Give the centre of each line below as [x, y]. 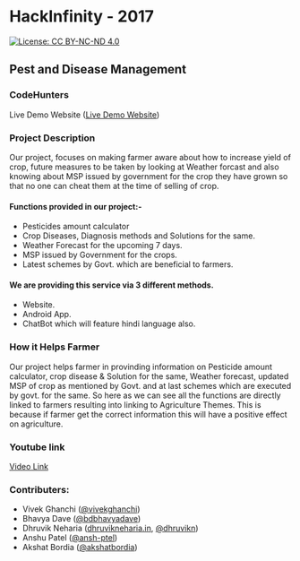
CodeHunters [39, 95]
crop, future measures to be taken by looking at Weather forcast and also [144, 167]
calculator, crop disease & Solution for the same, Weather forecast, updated [149, 376]
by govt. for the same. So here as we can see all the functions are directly [145, 395]
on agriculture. [36, 424]
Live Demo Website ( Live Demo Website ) [85, 115]
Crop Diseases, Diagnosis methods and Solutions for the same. [138, 236]
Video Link [29, 466]
